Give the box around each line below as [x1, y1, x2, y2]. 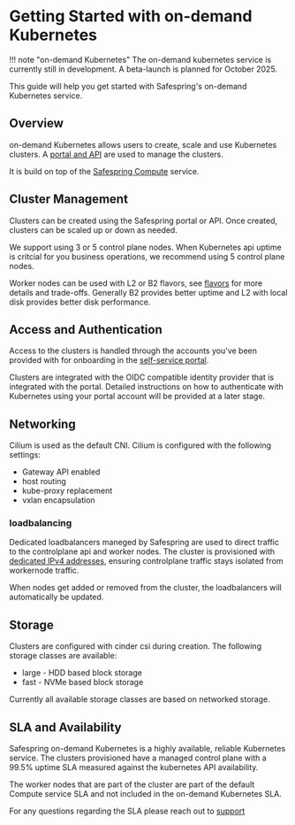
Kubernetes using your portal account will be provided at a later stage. [9, 391, 266, 402]
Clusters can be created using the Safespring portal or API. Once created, [9, 215, 278, 226]
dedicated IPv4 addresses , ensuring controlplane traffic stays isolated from [9, 556, 284, 567]
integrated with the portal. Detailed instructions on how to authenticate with [9, 382, 284, 392]
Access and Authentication [9, 321, 163, 337]
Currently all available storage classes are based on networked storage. [9, 694, 271, 705]
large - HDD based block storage [21, 667, 143, 678]
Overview [9, 116, 64, 131]
